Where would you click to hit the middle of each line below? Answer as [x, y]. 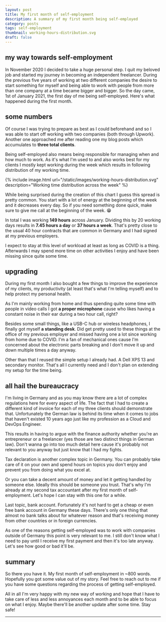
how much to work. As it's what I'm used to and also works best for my [77, 159]
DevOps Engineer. [23, 424]
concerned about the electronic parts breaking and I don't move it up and [80, 345]
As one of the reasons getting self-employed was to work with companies [80, 530]
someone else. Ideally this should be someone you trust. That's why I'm [78, 485]
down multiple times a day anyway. [41, 350]
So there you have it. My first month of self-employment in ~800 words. [78, 573]
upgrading [21, 271]
